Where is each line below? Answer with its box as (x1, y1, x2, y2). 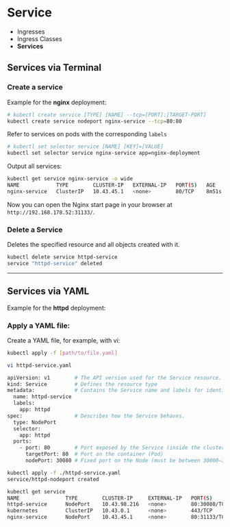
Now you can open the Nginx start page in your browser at (7, 200, 172, 208)
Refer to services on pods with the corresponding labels (7, 130, 168, 138)
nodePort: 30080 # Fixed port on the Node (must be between (25, 457, 201, 464)
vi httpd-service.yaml (7, 362, 72, 369)
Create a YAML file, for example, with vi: (7, 336, 120, 344)
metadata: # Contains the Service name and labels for (7, 387, 204, 394)
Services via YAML (7, 286, 90, 297)
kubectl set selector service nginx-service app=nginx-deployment (7, 149, 201, 157)
